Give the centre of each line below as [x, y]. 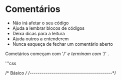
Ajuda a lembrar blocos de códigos [48, 28]
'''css [11, 63]
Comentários [33, 9]
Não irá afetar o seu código [40, 23]
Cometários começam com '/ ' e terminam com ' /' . [57, 54]
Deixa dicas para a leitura [38, 33]
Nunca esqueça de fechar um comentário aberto [63, 44]
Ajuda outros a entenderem [40, 39]
